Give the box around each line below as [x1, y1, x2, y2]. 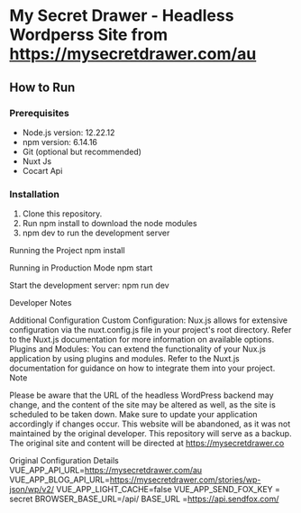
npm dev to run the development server [22, 227, 170, 239]
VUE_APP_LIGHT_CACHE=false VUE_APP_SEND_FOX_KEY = [55, 484, 281, 495]
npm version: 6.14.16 [22, 136, 97, 147]
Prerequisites [9, 106, 69, 119]
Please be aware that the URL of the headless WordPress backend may [9, 389, 274, 401]
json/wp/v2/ [9, 484, 55, 495]
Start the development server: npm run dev [9, 280, 169, 291]
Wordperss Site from [9, 24, 169, 45]
